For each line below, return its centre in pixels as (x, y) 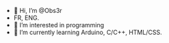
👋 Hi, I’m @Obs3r (38, 11)
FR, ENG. (26, 18)
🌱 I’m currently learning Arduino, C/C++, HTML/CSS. (88, 32)
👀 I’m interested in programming (59, 25)
